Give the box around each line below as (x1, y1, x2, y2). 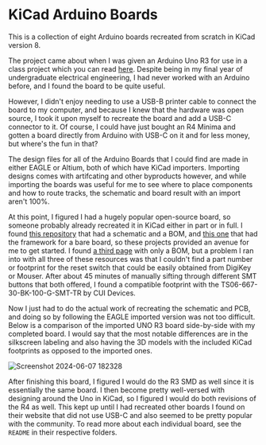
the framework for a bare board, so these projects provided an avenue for (8, 237, 249, 247)
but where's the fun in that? (8, 139, 98, 148)
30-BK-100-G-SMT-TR (8, 288, 82, 298)
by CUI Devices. (83, 288, 137, 298)
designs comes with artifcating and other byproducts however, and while (8, 171, 247, 181)
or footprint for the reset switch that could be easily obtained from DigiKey (8, 263, 252, 272)
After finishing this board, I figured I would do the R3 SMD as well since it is (8, 377, 254, 386)
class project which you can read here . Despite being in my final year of (8, 64, 244, 73)
